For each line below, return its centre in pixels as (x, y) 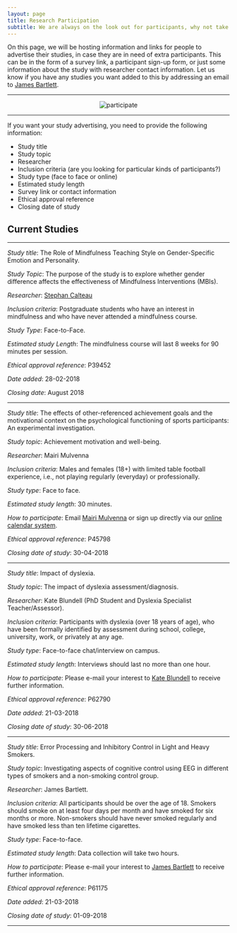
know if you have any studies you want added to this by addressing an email (118, 77)
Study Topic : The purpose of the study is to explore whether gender (106, 274)
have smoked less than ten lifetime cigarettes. (74, 826)
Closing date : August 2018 (46, 393)
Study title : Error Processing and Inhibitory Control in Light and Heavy (109, 747)
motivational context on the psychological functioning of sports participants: (118, 420)
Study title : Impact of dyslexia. (51, 573)
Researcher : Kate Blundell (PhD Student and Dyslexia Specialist (99, 601)
